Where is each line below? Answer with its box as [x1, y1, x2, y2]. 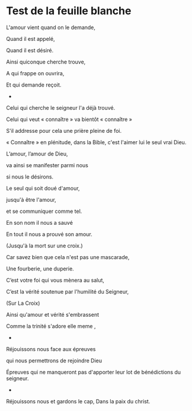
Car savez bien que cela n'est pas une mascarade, [6, 253, 130, 260]
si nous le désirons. [6, 173, 54, 180]
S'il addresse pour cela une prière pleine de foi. [6, 127, 122, 134]
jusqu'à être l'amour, [6, 196, 56, 203]
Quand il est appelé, [6, 35, 55, 42]
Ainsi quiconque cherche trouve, [6, 58, 86, 65]
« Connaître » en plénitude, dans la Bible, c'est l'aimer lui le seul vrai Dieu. [6, 138, 187, 146]
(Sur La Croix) [6, 300, 40, 307]
